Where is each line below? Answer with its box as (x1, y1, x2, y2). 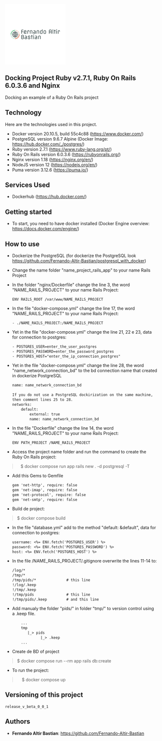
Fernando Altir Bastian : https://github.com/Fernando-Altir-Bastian (12, 730, 144, 736)
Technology (5, 109, 42, 117)
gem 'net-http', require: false (12, 483, 77, 488)
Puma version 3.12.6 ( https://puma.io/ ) (12, 167, 88, 173)
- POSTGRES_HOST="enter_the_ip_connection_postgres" (12, 354, 121, 359)
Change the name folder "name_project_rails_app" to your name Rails (12, 267, 151, 273)
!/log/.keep (12, 582, 36, 588)
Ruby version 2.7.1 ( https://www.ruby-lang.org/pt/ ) (12, 146, 112, 152)
